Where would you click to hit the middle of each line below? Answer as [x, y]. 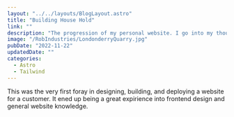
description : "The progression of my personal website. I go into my [110, 33]
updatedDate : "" [31, 53]
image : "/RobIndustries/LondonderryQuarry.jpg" [78, 39]
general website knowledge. [48, 106]
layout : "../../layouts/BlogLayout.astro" [70, 13]
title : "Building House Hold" [51, 20]
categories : [24, 59]
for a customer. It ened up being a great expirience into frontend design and [116, 98]
